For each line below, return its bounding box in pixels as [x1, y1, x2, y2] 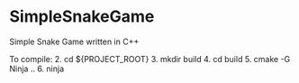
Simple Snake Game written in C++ [9, 36, 140, 47]
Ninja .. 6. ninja [9, 63, 65, 74]
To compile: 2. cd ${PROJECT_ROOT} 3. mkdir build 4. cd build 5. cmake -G [9, 53, 291, 64]
